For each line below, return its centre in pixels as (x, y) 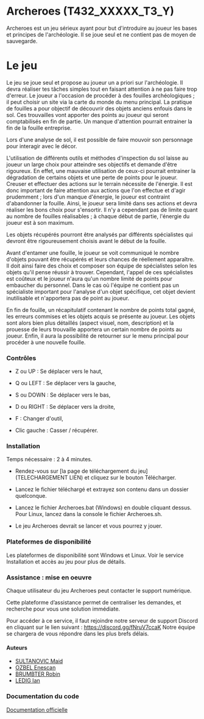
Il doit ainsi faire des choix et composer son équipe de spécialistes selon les (102, 266)
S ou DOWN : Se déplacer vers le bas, (63, 395)
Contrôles (21, 358)
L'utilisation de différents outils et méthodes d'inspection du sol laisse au (97, 158)
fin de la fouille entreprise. (39, 128)
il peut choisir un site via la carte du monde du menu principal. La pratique (99, 102)
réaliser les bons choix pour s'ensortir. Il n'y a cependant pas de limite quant (102, 210)
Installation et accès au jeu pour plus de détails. (66, 561)
